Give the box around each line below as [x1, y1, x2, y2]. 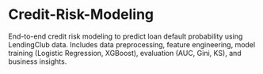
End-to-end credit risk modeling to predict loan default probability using [8, 31, 243, 41]
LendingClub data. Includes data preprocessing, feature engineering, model [8, 39, 256, 49]
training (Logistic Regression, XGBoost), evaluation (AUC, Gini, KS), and [8, 48, 242, 57]
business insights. [8, 57, 67, 66]
